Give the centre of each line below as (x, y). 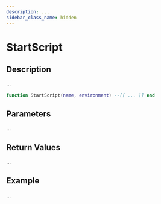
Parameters (29, 114)
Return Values (33, 148)
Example (23, 181)
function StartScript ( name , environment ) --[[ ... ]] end (80, 95)
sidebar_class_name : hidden (42, 18)
